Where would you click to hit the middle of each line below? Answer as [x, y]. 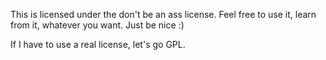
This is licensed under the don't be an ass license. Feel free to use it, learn [163, 14]
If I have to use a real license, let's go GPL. [98, 44]
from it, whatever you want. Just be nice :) [97, 25]
